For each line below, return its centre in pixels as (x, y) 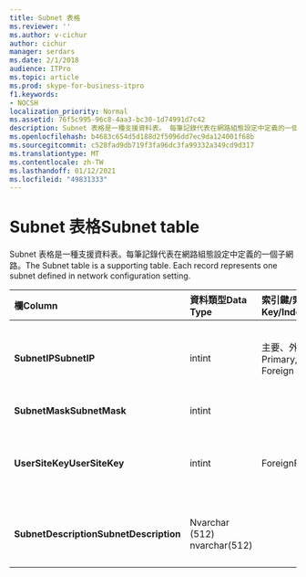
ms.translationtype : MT (55, 153)
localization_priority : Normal (69, 111)
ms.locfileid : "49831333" (58, 179)
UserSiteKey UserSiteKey (69, 464)
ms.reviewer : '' (40, 26)
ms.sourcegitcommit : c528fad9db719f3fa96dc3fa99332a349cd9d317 (132, 145)
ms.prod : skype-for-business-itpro (77, 86)
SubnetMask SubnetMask (70, 411)
